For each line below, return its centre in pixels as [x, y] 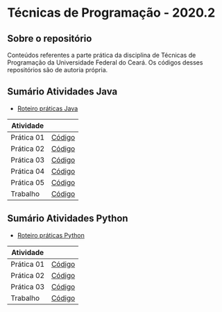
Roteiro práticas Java [48, 108]
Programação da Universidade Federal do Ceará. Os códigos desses [105, 63]
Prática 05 [28, 182]
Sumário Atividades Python [68, 219]
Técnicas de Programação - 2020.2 [111, 13]
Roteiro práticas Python [51, 235]
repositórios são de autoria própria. [58, 70]
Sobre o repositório [50, 39]
